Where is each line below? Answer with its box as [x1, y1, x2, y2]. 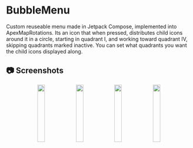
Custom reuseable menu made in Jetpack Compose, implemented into [6, 23, 177, 30]
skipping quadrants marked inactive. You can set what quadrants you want [6, 42, 187, 49]
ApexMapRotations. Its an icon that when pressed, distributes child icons [6, 29, 183, 36]
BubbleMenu [6, 4, 71, 17]
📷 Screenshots [6, 66, 64, 76]
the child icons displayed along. [6, 48, 83, 55]
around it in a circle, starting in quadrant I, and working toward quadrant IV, [6, 35, 188, 42]
